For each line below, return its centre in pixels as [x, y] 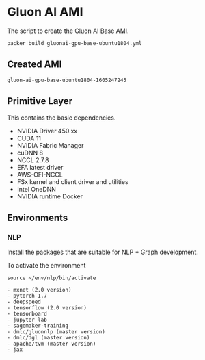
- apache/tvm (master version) [52, 344]
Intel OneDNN [37, 189]
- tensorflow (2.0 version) [47, 308]
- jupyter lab [27, 320]
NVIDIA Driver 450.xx [47, 131]
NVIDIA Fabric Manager [50, 145]
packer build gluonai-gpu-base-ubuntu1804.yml [74, 43]
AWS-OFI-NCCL [40, 175]
